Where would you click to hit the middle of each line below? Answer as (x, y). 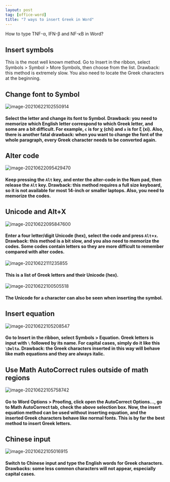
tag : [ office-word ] (26, 15)
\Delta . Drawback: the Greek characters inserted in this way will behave (83, 348)
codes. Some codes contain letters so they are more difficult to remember (84, 247)
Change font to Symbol (42, 94)
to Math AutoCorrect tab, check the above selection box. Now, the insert (83, 407)
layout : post (19, 10)
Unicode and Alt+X (36, 212)
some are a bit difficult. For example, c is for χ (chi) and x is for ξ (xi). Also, (84, 129)
